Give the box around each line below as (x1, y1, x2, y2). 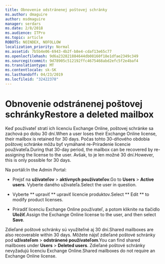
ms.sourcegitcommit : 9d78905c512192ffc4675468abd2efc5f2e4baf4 (5, 58, 139, 63)
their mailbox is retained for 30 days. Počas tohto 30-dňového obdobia (5, 135, 150, 142)
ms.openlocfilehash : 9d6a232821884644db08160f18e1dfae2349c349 (5, 53, 139, 59)
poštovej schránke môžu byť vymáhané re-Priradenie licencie (5, 141, 131, 147)
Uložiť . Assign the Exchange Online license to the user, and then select (12, 211, 156, 217)
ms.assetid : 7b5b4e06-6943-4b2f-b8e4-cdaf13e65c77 (5, 49, 112, 54)
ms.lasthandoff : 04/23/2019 (5, 72, 63, 77)
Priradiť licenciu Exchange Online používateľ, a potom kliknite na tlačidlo (12, 206, 160, 212)
